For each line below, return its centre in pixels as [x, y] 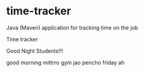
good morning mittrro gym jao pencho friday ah [66, 62]
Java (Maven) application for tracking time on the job [72, 28]
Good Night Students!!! [35, 51]
